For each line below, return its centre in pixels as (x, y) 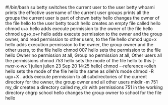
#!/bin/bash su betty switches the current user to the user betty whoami (80, 7)
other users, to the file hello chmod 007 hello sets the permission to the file (83, 50)
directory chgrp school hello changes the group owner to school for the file (83, 93)
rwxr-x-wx (16, 66)
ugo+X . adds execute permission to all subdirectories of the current (76, 77)
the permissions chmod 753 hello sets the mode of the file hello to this (78, 61)
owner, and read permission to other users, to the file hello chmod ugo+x (81, 39)
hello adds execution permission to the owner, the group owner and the (79, 44)
